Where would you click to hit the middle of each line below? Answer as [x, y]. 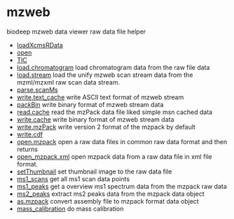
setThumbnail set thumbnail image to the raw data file [94, 171]
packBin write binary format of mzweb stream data [90, 104]
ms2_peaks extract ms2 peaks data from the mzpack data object [110, 194]
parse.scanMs [37, 90]
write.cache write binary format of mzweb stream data [95, 119]
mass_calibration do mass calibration [70, 209]
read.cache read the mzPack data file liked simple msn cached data [115, 112]
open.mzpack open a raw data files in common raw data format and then [122, 141]
